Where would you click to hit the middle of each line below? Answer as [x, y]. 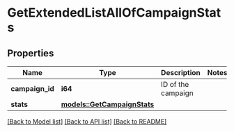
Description [181, 73]
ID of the [175, 84]
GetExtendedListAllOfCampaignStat [114, 13]
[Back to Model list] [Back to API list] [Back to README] [87, 122]
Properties [31, 53]
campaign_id [32, 89]
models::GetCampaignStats [108, 104]
